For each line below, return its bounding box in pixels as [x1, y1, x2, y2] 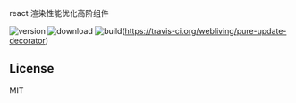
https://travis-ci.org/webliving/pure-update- [124, 26, 287, 36]
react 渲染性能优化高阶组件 [9, 8, 109, 18]
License [9, 61, 55, 76]
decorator [9, 35, 47, 46]
